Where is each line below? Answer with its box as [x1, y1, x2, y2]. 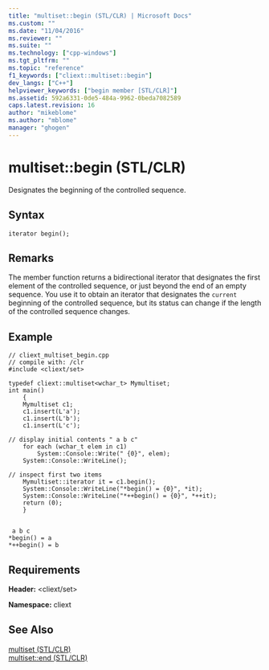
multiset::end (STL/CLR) [8, 652, 88, 663]
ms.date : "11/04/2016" [8, 27, 84, 35]
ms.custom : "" [8, 19, 56, 27]
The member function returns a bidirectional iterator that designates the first [8, 272, 261, 282]
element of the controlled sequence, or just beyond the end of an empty [8, 281, 247, 291]
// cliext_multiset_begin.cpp [8, 351, 110, 360]
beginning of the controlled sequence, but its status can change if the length [8, 298, 262, 308]
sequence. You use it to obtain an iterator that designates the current [8, 290, 238, 300]
